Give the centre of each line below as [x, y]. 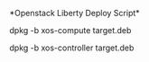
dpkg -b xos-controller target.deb [72, 48]
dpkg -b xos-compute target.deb [70, 30]
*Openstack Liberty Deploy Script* [74, 13]
